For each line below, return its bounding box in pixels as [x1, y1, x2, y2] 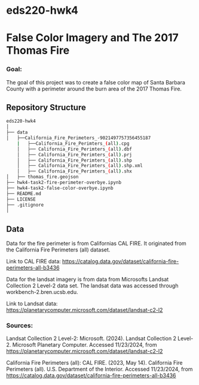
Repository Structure [6, 102, 87, 113]
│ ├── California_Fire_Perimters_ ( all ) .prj [17, 151, 133, 157]
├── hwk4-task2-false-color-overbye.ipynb [6, 185, 114, 191]
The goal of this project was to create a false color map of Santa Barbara [6, 78, 185, 86]
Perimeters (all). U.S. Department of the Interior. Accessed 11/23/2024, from [6, 366, 193, 373]
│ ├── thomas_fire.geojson [6, 174, 79, 180]
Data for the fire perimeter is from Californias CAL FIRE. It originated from [6, 240, 186, 247]
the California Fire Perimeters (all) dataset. [6, 246, 111, 253]
